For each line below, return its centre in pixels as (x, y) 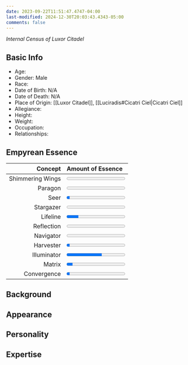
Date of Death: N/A (37, 97)
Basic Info (25, 57)
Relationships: (31, 134)
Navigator (48, 236)
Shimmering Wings (35, 178)
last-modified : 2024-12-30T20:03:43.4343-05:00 (65, 17)
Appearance (29, 314)
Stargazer (48, 207)
